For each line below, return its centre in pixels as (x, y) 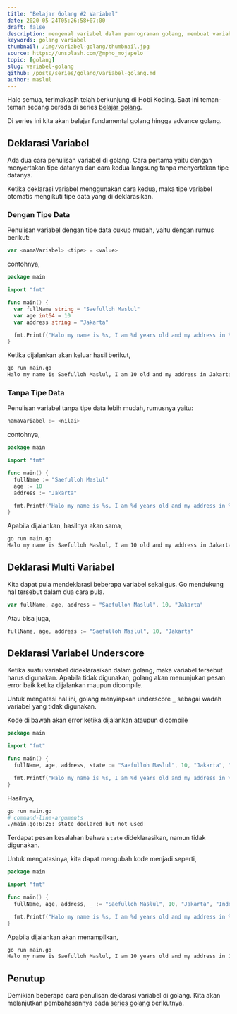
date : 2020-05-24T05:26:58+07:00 (56, 21)
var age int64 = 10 (42, 315)
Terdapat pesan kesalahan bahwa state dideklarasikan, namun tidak (107, 838)
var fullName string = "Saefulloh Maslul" (77, 309)
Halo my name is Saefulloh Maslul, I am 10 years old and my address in (116, 956)
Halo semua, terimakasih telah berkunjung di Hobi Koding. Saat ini (103, 100)
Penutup (26, 978)
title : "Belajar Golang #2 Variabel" (63, 14)
